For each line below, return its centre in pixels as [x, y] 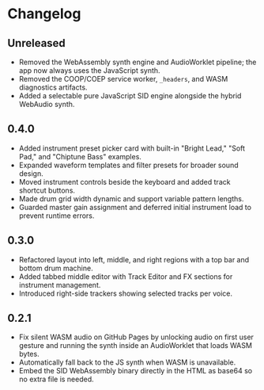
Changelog [44, 14]
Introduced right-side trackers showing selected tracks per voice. [125, 293]
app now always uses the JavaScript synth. [89, 71]
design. [31, 173]
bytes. [29, 354]
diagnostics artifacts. [53, 87]
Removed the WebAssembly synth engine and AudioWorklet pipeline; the [138, 62]
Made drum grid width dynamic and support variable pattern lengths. [131, 198]
